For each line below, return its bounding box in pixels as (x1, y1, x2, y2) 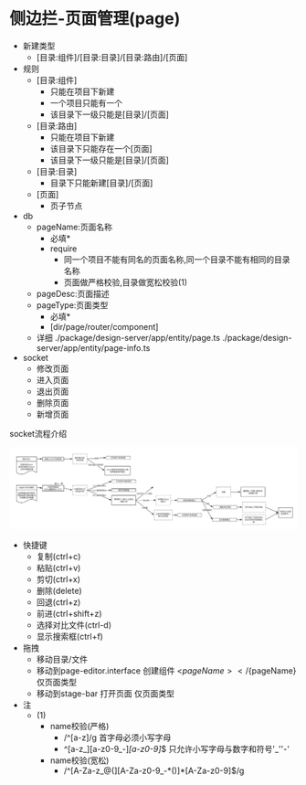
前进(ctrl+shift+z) (36, 609, 102, 620)
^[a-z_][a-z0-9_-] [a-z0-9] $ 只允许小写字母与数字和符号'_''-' (63, 744, 290, 755)
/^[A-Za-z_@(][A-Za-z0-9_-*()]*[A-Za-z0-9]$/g (63, 765, 245, 777)
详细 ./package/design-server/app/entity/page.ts (36, 332, 221, 343)
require (49, 243, 78, 254)
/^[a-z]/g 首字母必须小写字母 (63, 732, 172, 743)
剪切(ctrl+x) (36, 574, 80, 585)
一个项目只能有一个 (49, 97, 123, 108)
